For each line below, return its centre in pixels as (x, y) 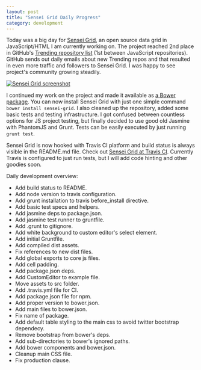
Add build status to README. (51, 188)
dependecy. (30, 328)
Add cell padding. (37, 265)
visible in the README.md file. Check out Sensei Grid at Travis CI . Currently (100, 152)
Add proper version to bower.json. (57, 303)
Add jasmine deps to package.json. (58, 214)
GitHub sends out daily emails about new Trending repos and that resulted (98, 59)
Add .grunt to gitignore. (44, 226)
